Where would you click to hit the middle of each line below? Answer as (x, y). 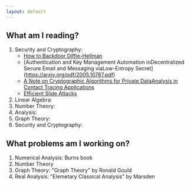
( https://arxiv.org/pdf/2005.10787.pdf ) (69, 75)
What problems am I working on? (68, 143)
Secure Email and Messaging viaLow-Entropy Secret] (88, 68)
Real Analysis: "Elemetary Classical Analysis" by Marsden (85, 177)
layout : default (26, 12)
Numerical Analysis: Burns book (54, 158)
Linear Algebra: (33, 100)
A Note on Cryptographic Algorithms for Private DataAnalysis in (101, 81)
